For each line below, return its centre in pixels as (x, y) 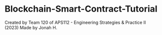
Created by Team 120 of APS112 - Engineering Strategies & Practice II (75, 22)
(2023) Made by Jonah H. (31, 27)
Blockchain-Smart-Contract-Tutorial (81, 9)
